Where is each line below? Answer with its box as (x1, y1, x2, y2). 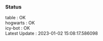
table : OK (5, 15, 26, 21)
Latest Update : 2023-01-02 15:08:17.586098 (5, 31, 98, 37)
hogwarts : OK (5, 20, 35, 26)
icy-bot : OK (5, 25, 30, 31)
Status (5, 3, 22, 10)
